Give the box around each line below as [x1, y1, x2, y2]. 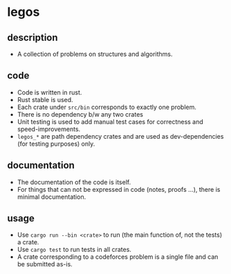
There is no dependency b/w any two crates [17, 110, 144, 118]
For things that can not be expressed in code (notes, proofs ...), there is [17, 185, 221, 193]
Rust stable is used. [17, 95, 74, 104]
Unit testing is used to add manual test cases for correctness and [17, 117, 204, 126]
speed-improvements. [17, 125, 81, 133]
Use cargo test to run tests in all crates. [17, 246, 131, 254]
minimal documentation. [17, 193, 86, 201]
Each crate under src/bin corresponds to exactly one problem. [17, 103, 197, 111]
